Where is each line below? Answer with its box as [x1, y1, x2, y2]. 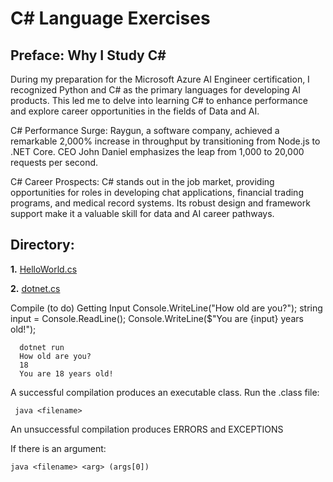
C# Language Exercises [10, 7, 211, 30]
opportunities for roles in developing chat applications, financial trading [10, 187, 304, 198]
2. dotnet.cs [10, 282, 61, 294]
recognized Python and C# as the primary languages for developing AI [10, 84, 302, 96]
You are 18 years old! [19, 368, 114, 379]
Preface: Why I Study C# [10, 47, 167, 64]
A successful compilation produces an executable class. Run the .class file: [10, 386, 320, 398]
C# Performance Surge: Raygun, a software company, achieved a [10, 125, 280, 136]
